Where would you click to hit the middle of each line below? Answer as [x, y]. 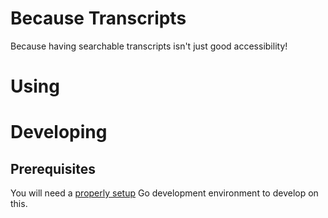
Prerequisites [53, 168]
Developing [59, 132]
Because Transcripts [98, 18]
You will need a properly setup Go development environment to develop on [164, 193]
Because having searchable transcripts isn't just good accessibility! [149, 46]
